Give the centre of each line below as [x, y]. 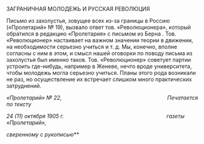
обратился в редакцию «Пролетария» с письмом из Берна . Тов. [91, 34]
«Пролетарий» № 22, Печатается [102, 98]
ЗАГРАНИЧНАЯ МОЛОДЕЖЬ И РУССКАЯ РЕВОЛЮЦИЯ [78, 9]
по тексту [19, 104]
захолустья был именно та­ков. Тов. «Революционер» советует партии [99, 60]
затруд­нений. [24, 86]
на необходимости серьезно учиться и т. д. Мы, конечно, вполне [92, 47]
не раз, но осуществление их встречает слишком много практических [99, 79]
